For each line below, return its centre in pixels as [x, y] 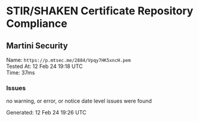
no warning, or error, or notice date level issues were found [79, 101]
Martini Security [37, 46]
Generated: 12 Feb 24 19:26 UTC [46, 113]
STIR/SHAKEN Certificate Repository [100, 11]
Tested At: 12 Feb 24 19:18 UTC [45, 66]
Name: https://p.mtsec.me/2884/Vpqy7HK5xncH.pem [69, 60]
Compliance [37, 24]
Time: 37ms [21, 72]
